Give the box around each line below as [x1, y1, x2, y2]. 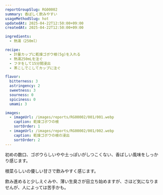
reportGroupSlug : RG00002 [5, 7, 57, 12]
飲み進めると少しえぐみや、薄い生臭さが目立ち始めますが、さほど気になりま [5, 178, 159, 184]
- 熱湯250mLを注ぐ [9, 57, 43, 61]
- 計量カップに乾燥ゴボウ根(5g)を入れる [9, 52, 81, 57]
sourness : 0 [9, 92, 34, 97]
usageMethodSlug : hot [5, 16, 49, 21]
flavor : [5, 74, 21, 79]
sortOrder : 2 [14, 137, 40, 142]
